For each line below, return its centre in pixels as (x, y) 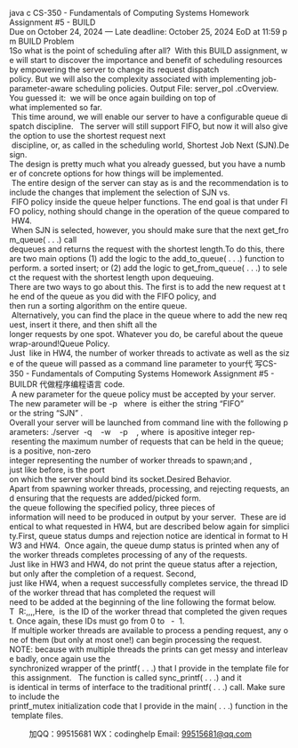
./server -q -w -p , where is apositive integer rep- (153, 432)
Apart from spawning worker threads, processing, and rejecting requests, (144, 489)
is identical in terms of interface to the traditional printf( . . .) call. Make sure (147, 687)
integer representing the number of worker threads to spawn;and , (131, 460)
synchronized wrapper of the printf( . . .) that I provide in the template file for (149, 668)
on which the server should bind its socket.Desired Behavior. (121, 479)
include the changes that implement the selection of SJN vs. (120, 192)
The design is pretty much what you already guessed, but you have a (136, 164)
